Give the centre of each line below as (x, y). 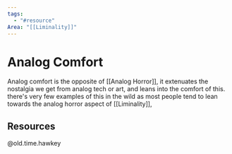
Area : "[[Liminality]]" (42, 27)
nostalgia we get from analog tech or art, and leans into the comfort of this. (116, 89)
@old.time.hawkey (34, 143)
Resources (31, 126)
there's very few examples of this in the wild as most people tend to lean (113, 97)
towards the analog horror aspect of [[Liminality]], (80, 104)
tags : (15, 14)
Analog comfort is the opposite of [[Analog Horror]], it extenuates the (108, 81)
